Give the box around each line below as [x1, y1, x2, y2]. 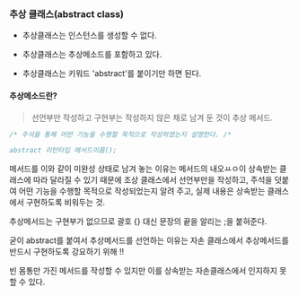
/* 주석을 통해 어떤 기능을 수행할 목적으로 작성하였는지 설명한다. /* [9, 130, 232, 139]
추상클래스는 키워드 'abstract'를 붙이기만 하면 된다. [22, 68, 202, 79]
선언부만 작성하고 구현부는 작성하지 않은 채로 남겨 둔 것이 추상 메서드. [31, 112, 274, 123]
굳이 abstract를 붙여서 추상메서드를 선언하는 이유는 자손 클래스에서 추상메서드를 [9, 235, 289, 246]
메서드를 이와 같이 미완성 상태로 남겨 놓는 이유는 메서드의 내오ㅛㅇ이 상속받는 [9, 163, 278, 174]
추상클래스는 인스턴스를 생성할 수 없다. [22, 30, 157, 41]
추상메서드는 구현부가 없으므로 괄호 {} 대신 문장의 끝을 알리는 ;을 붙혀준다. [9, 216, 267, 227]
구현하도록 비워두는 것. [25, 197, 106, 208]
